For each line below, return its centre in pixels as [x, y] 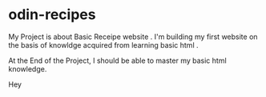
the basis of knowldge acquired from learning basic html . [103, 45]
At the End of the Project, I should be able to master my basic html [117, 60]
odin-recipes [52, 15]
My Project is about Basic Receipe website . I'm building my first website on [133, 37]
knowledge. [28, 68]
